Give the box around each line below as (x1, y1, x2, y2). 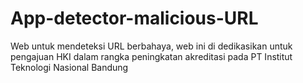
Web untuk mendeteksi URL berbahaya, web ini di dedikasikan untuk (10, 40, 293, 52)
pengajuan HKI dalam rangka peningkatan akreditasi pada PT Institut (10, 50, 293, 62)
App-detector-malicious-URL (10, 7, 259, 30)
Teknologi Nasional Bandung (10, 61, 129, 73)
